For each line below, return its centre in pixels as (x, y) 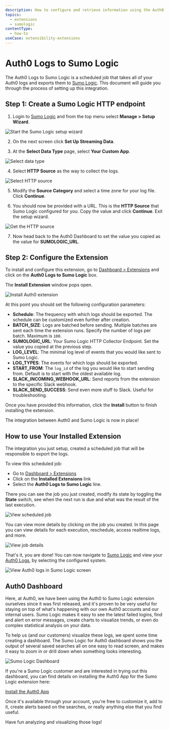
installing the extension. (30, 410)
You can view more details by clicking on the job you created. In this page (82, 525)
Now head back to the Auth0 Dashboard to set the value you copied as (87, 236)
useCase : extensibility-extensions (43, 39)
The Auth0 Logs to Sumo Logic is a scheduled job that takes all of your (79, 77)
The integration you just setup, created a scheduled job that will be (75, 448)
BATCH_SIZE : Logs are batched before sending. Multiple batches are (85, 325)
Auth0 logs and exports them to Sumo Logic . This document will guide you (83, 83)
